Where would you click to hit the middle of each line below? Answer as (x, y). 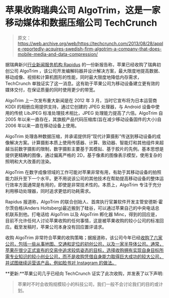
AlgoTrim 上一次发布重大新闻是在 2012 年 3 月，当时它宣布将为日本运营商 (81, 100)
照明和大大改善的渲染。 (29, 161)
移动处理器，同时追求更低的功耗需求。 (54, 191)
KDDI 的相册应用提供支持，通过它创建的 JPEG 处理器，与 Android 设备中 (80, 107)
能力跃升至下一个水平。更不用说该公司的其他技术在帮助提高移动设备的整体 (82, 178)
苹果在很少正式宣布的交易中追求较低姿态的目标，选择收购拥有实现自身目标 (82, 250)
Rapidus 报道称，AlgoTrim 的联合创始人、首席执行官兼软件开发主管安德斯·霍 (84, 201)
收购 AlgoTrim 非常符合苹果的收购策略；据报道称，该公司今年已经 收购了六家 (84, 238)
